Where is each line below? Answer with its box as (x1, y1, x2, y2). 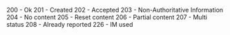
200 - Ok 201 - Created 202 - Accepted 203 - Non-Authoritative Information (6, 6, 224, 14)
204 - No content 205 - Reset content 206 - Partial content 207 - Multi (6, 13, 208, 21)
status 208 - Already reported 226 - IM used (6, 21, 133, 28)
